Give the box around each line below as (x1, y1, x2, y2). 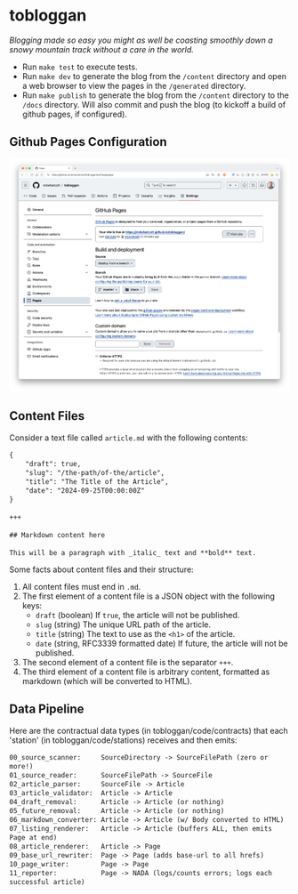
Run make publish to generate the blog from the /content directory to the (21, 90, 289, 101)
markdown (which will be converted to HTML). (21, 675, 193, 686)
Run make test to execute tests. (21, 61, 138, 72)
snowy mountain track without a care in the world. (9, 44, 194, 54)
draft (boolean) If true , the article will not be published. (35, 609, 240, 620)
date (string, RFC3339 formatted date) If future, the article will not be (35, 638, 288, 648)
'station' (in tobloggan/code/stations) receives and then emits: (9, 735, 238, 745)
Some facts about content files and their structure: (9, 564, 194, 575)
